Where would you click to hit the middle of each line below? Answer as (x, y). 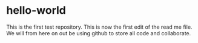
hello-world (36, 10)
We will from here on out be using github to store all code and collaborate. (99, 33)
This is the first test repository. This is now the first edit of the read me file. (99, 27)
